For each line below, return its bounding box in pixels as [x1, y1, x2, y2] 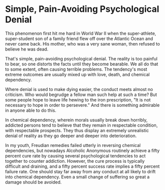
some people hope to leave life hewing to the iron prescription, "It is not [5, 96, 151, 102]
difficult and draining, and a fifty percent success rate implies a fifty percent [5, 163, 160, 169]
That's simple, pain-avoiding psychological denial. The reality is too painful [5, 55, 158, 61]
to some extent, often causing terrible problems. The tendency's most [5, 66, 147, 72]
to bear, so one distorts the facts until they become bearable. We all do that [5, 61, 159, 67]
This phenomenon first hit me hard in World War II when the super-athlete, [5, 30, 157, 36]
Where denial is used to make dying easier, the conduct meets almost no [5, 86, 153, 92]
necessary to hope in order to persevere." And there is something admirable [5, 102, 160, 108]
